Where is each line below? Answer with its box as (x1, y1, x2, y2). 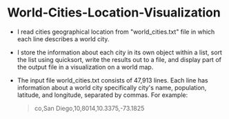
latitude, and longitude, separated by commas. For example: (17, 91, 188, 99)
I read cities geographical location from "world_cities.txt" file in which (17, 28, 215, 36)
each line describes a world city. (17, 34, 110, 43)
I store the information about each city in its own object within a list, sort (17, 48, 223, 56)
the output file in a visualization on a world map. (17, 63, 154, 71)
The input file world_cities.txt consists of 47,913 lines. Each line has (17, 76, 208, 84)
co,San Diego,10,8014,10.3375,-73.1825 (34, 104, 145, 112)
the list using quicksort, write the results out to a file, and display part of (17, 55, 222, 63)
